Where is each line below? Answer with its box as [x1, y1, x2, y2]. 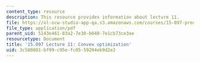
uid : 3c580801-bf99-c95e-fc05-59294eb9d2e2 [6, 47, 116, 53]
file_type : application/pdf [6, 25, 76, 31]
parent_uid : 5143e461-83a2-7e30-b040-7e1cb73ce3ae [6, 31, 135, 37]
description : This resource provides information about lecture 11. [6, 14, 180, 20]
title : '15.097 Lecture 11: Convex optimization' [6, 42, 132, 48]
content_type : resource [6, 8, 65, 15]
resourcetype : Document [6, 36, 65, 42]
